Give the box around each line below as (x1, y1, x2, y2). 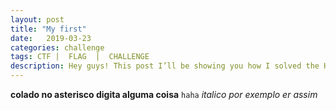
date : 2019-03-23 (10, 33, 92, 43)
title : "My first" (10, 24, 87, 34)
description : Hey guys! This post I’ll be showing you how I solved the (10, 61, 320, 71)
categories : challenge (10, 42, 105, 53)
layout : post (10, 14, 65, 25)
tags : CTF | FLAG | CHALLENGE (10, 52, 150, 62)
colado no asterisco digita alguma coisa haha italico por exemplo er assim (10, 89, 318, 100)
